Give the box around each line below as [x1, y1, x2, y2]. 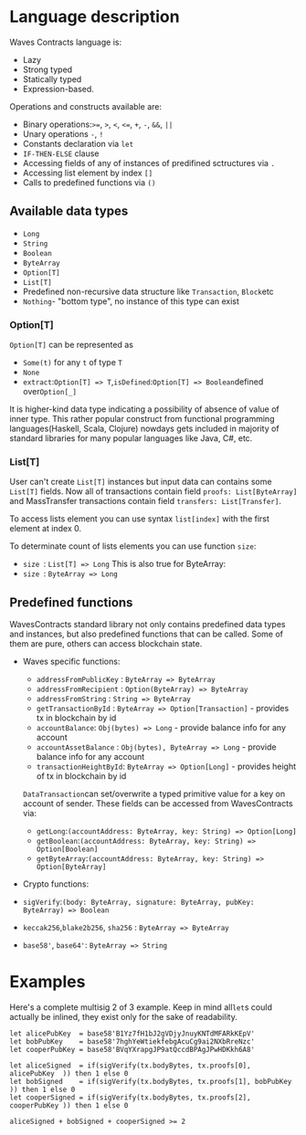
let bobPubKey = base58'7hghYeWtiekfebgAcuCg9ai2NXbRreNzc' [9, 1037, 256, 1046]
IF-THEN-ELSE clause [22, 148, 100, 159]
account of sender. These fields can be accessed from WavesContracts [22, 798, 294, 809]
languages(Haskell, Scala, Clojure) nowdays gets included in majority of [9, 423, 280, 435]
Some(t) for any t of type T [22, 357, 123, 368]
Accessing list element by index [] [22, 167, 153, 178]
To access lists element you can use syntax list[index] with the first [9, 513, 269, 524]
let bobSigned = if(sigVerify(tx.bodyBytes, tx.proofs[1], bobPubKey [9, 1077, 292, 1087]
